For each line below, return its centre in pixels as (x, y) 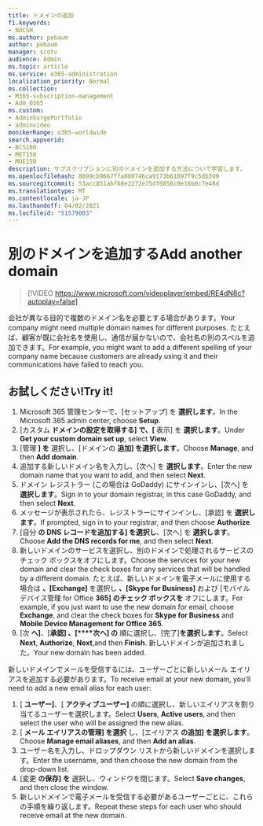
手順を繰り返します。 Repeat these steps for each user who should (134, 806)
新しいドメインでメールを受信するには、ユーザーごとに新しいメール (118, 669)
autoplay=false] (53, 302)
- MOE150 (22, 162)
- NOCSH (21, 30)
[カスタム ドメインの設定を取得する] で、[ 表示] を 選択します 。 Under (132, 430)
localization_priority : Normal (59, 81)
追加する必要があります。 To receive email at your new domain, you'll (140, 679)
